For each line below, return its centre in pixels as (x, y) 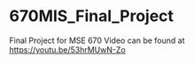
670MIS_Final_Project (92, 16)
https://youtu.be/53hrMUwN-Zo (67, 49)
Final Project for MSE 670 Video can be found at (97, 40)
